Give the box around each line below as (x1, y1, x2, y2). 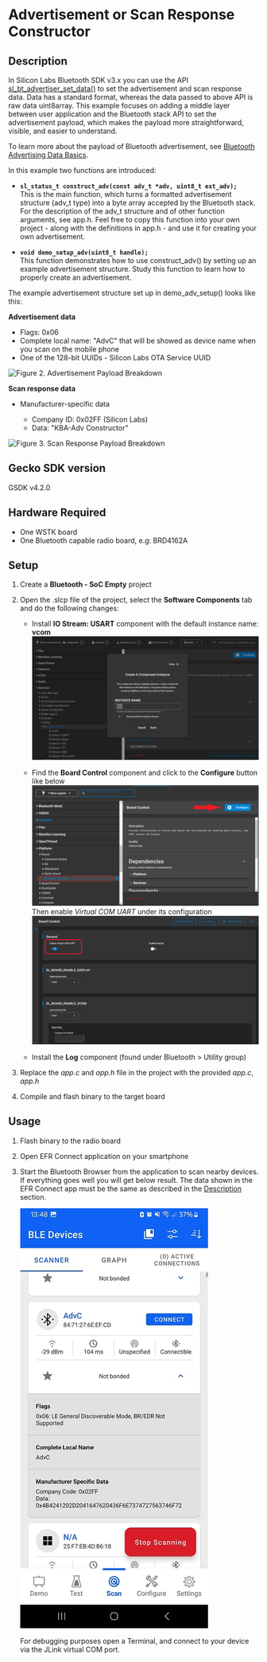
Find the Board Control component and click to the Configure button (31, 768, 258, 778)
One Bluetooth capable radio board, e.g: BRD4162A (19, 536, 188, 545)
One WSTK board (19, 527, 78, 536)
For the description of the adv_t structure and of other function (19, 206, 225, 216)
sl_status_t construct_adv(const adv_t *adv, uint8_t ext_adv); (19, 183, 238, 191)
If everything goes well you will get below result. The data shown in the (19, 1175, 253, 1185)
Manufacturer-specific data (19, 399, 110, 408)
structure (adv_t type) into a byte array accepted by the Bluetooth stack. (19, 198, 256, 207)
